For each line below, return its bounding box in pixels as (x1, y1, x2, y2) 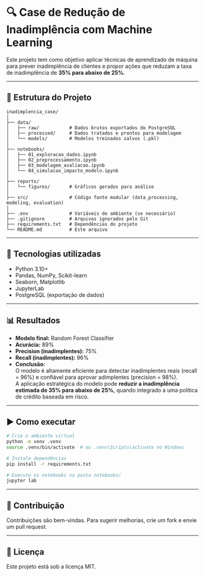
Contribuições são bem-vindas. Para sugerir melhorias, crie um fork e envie (6, 517, 197, 524)
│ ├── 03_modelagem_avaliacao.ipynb (6, 162, 105, 168)
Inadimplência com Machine (6, 23, 153, 37)
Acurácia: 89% (15, 341, 54, 348)
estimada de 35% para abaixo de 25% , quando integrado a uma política (15, 387, 198, 394)
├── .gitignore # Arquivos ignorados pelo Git (6, 215, 149, 222)
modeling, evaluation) (6, 200, 64, 206)
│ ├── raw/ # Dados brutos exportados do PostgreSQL (6, 124, 176, 131)
